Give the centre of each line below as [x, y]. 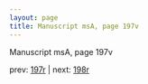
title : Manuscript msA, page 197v [74, 26]
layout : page [34, 18]
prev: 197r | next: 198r [50, 70]
